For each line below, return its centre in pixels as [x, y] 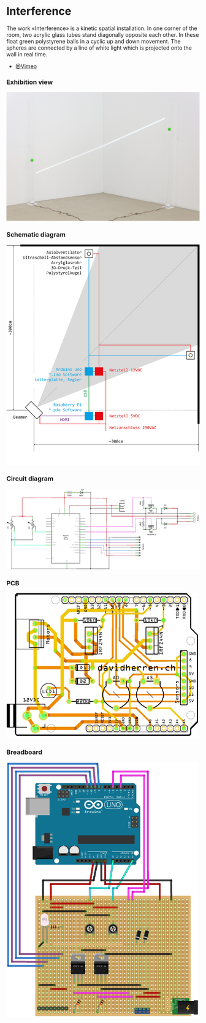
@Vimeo [26, 66]
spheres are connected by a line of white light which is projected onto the [99, 48]
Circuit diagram [30, 479]
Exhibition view [30, 82]
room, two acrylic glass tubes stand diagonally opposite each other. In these [103, 34]
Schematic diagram [36, 234]
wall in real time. [27, 54]
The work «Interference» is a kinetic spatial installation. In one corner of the [102, 28]
